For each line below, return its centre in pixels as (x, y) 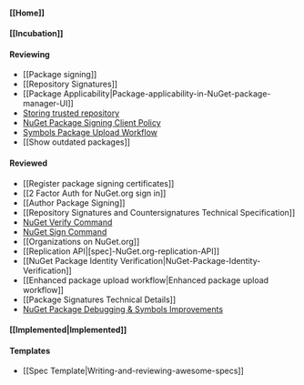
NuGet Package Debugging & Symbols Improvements (123, 309)
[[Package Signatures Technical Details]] (99, 299)
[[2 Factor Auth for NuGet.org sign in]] (94, 193)
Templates (30, 350)
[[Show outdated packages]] (76, 142)
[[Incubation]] (36, 34)
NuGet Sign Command (65, 231)
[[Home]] (27, 13)
